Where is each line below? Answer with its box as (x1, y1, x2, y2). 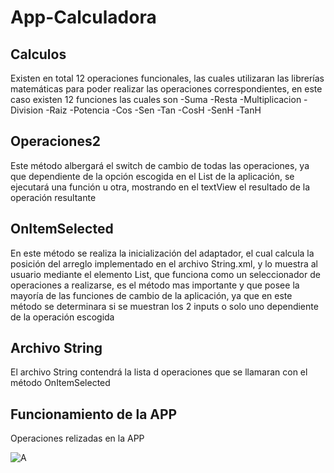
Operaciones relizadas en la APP (10, 432, 145, 445)
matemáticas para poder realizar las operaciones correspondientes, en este (10, 83, 323, 95)
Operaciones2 (10, 133, 101, 150)
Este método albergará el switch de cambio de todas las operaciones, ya (10, 159, 310, 171)
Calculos (10, 46, 67, 63)
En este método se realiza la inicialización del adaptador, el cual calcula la (10, 247, 315, 259)
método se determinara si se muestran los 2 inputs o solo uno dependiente (10, 300, 319, 312)
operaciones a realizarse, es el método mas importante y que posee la (10, 279, 300, 291)
